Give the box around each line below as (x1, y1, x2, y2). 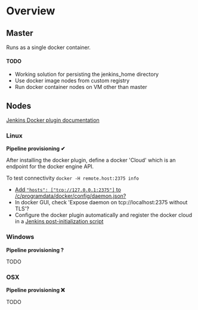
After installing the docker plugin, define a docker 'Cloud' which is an (6, 156, 176, 164)
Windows (6, 233, 35, 241)
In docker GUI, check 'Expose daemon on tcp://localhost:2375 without (14, 199, 188, 206)
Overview (6, 4, 55, 18)
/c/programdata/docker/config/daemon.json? (14, 192, 126, 199)
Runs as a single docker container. (6, 44, 91, 51)
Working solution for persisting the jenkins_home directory (14, 70, 159, 78)
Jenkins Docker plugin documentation (6, 116, 100, 124)
